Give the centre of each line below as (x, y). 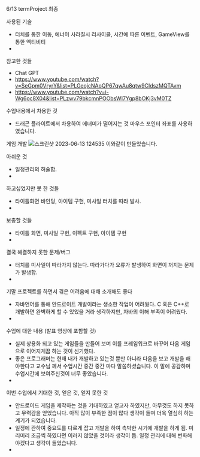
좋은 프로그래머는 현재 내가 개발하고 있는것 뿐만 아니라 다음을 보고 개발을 (99, 358)
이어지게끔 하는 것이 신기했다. (60, 351)
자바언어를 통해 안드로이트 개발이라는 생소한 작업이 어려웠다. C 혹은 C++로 (102, 304)
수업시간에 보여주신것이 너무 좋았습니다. (61, 373)
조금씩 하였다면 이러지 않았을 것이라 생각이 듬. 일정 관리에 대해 (104, 435)
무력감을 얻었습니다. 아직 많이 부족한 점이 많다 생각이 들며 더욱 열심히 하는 (107, 413)
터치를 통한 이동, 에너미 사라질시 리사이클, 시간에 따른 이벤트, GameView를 (102, 34)
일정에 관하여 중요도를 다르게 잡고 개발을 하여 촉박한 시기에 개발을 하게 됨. (101, 428)
